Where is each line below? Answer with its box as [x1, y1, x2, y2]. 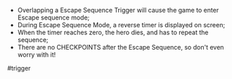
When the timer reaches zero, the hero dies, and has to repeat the [17, 28, 209, 36]
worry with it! [17, 50, 56, 59]
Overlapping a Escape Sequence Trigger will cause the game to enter [17, 6, 219, 14]
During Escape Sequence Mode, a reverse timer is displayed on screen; [17, 21, 226, 29]
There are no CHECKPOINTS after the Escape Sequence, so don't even [17, 43, 224, 51]
